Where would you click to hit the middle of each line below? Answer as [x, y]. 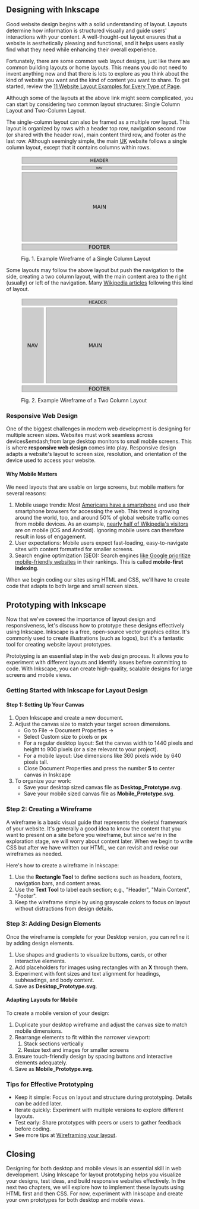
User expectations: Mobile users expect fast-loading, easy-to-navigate [101, 543]
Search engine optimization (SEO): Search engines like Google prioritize [103, 555]
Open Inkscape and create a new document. [69, 718]
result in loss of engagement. [50, 537]
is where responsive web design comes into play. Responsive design [91, 448]
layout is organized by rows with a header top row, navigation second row [96, 128]
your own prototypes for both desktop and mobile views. [76, 1200]
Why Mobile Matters [32, 474]
